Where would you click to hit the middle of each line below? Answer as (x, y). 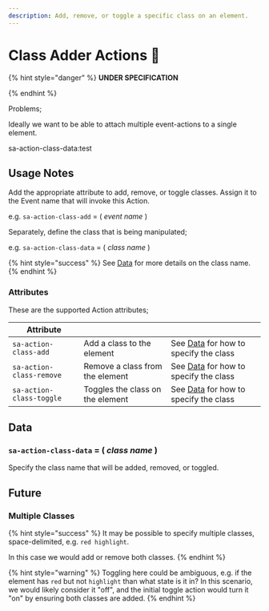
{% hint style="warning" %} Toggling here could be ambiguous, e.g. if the (130, 573)
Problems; (25, 108)
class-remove (37, 375)
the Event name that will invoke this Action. (79, 201)
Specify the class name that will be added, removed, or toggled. (114, 468)
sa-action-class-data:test (50, 148)
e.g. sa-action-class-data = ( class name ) (79, 247)
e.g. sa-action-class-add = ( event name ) (78, 216)
